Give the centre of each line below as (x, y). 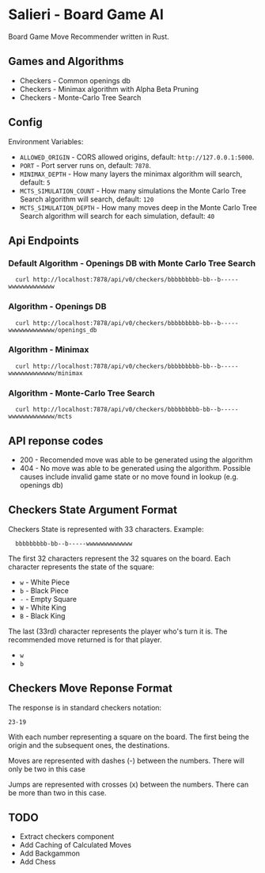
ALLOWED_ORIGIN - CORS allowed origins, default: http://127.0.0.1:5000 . (137, 157)
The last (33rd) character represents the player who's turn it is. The (118, 631)
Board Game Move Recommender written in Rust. (89, 36)
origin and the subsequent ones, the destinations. (89, 745)
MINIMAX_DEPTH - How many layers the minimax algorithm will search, (131, 174)
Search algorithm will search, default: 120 (87, 199)
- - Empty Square (48, 599)
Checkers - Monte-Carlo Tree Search (80, 98)
